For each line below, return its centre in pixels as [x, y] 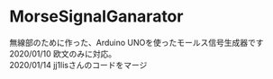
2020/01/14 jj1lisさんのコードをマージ [78, 65]
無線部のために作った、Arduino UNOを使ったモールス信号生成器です [136, 42]
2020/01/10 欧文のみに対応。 [63, 53]
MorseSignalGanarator [96, 17]
